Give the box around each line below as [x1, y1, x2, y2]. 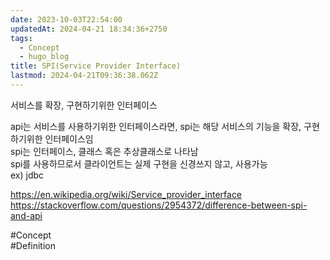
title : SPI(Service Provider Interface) [10, 61, 182, 71]
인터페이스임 [44, 132, 94, 145]
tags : [10, 33, 33, 43]
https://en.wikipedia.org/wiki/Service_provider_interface [10, 188, 243, 200]
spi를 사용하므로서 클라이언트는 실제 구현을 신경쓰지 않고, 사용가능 [10, 157, 268, 170]
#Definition [10, 239, 57, 251]
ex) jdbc [10, 169, 45, 181]
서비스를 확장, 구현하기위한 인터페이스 [10, 99, 158, 111]
